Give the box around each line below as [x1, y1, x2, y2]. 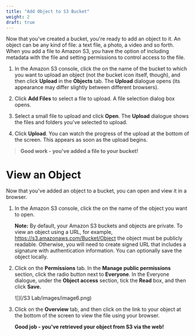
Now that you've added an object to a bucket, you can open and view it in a [6, 187, 187, 194]
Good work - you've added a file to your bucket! [20, 148, 139, 155]
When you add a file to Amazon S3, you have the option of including [6, 48, 169, 55]
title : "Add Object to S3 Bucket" [6, 8, 90, 15]
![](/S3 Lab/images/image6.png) [14, 295, 92, 302]
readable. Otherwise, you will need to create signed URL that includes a [14, 241, 186, 248]
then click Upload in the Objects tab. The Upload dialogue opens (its [14, 78, 180, 85]
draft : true [6, 19, 35, 25]
